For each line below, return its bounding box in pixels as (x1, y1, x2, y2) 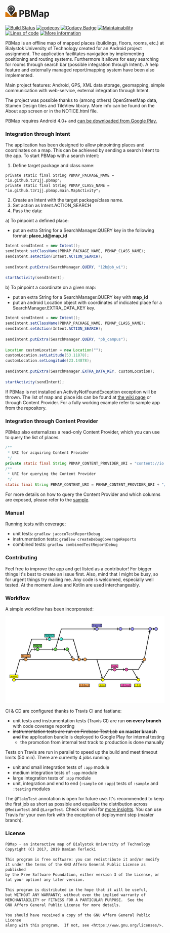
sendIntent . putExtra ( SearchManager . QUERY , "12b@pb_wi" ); (5, 264, 128, 269)
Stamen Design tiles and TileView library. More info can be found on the (5, 102, 155, 108)
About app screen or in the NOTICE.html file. (5, 108, 98, 114)
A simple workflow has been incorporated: (5, 606, 94, 612)
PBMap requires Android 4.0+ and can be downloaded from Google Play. (5, 118, 157, 124)
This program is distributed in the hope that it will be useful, (5, 887, 148, 892)
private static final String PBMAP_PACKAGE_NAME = (5, 173, 114, 178)
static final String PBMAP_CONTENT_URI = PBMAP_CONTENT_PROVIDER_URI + (5, 482, 159, 487)
